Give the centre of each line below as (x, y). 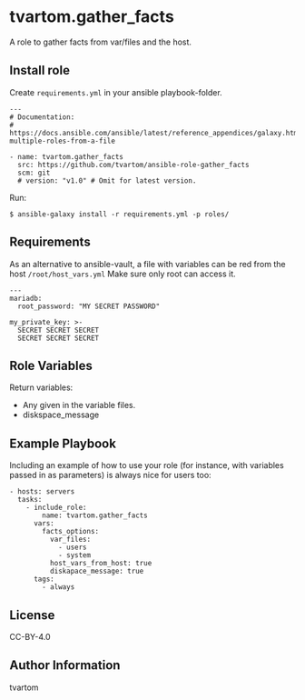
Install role (40, 70)
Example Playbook (63, 443)
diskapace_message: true (97, 571)
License (32, 615)
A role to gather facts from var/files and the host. (101, 42)
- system (74, 555)
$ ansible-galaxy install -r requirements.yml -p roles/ (119, 214)
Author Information (65, 665)
